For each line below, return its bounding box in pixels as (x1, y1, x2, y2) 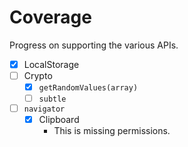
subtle (38, 94, 67, 105)
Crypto (23, 70, 53, 81)
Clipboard (38, 113, 80, 125)
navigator (23, 104, 66, 114)
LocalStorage (23, 58, 80, 70)
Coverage (9, 6, 92, 29)
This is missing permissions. (53, 125, 171, 137)
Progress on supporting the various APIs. (9, 39, 179, 51)
